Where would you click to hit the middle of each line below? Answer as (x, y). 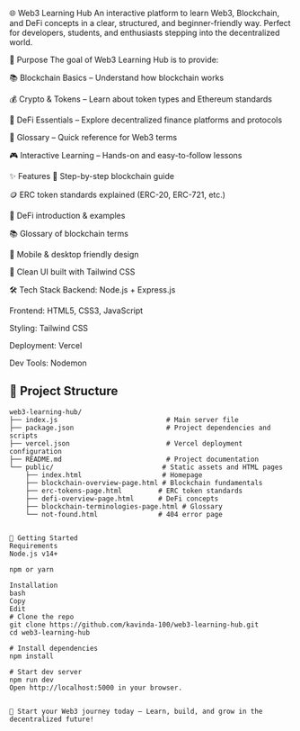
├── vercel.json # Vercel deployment (126, 443)
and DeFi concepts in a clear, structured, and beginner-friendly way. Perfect (150, 23)
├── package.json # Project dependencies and (140, 428)
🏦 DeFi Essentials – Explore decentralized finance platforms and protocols (146, 120)
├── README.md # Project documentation (134, 459)
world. (21, 42)
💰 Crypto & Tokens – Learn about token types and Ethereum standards (141, 99)
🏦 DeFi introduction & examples (67, 216)
